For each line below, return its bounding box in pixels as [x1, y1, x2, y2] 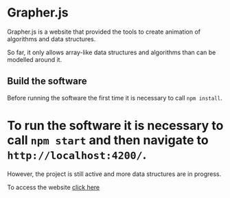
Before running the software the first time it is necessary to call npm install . [7, 93, 223, 102]
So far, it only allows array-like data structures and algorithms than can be [7, 48, 216, 56]
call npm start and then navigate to [7, 132, 209, 148]
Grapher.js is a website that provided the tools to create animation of [7, 27, 201, 36]
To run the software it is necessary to [7, 118, 224, 133]
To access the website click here [7, 183, 100, 191]
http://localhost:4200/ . [7, 146, 147, 162]
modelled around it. [7, 55, 62, 63]
